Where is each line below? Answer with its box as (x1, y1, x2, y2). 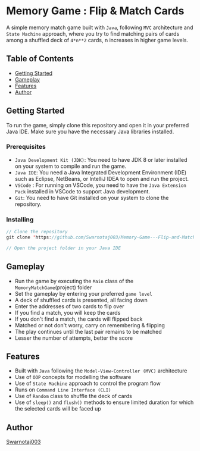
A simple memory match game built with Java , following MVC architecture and (6, 24, 193, 31)
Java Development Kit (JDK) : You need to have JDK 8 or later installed (14, 156, 187, 163)
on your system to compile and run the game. (14, 162, 127, 170)
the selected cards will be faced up (14, 405, 101, 412)
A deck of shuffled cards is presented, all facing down (14, 296, 148, 303)
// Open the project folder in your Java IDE (6, 245, 121, 251)
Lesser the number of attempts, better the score (14, 334, 133, 342)
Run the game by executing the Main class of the (14, 277, 134, 284)
